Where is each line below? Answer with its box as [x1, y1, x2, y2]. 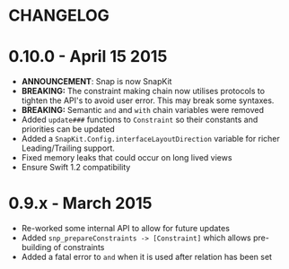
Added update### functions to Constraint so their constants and [21, 114, 258, 126]
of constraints [53, 242, 105, 253]
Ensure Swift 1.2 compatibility [21, 162, 131, 173]
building [21, 242, 52, 253]
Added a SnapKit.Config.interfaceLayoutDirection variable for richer [21, 134, 280, 144]
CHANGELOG [8, 5, 109, 26]
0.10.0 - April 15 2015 [8, 47, 168, 67]
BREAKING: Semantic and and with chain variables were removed [21, 105, 265, 116]
